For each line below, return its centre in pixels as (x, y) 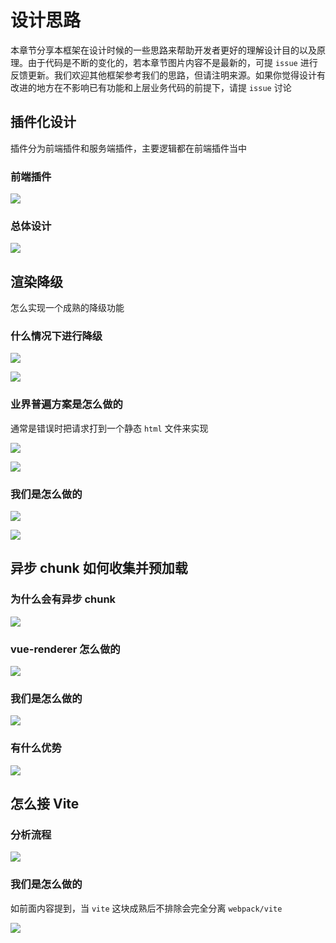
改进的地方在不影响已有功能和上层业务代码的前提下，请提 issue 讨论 (151, 87)
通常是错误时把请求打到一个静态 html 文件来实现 (109, 428)
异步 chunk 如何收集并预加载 (99, 568)
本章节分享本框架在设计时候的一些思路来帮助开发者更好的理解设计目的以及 (163, 50)
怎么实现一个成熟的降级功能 (67, 308)
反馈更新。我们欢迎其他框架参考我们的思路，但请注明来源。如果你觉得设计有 (168, 75)
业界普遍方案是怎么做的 (66, 404)
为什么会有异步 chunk (63, 599)
